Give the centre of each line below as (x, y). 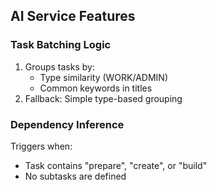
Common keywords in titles (96, 88)
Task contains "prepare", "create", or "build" (116, 165)
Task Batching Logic (61, 45)
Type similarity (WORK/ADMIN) (103, 77)
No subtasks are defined (75, 176)
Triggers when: (41, 146)
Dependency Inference (67, 124)
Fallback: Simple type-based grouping (103, 98)
